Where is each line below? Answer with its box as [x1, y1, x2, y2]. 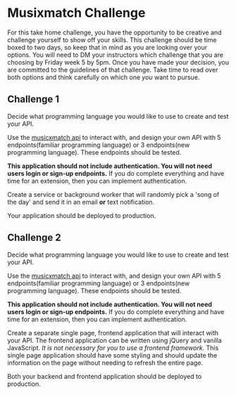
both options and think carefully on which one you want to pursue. [7, 72, 200, 82]
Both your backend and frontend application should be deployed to [7, 372, 202, 380]
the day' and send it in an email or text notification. [7, 197, 155, 206]
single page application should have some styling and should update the [7, 351, 218, 359]
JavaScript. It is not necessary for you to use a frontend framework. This [7, 343, 219, 352]
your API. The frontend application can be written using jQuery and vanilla [7, 336, 222, 344]
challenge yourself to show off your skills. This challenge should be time [7, 35, 217, 44]
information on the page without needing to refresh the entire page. [7, 358, 203, 367]
